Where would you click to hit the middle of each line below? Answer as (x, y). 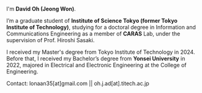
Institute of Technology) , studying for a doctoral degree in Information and (101, 27)
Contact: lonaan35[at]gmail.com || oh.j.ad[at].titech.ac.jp (78, 83)
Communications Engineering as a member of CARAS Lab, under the (93, 34)
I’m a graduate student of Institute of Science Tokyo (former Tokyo (92, 20)
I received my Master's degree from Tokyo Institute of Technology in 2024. (101, 52)
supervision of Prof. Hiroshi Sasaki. (50, 40)
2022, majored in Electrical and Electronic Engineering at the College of (96, 65)
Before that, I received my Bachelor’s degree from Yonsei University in (96, 58)
